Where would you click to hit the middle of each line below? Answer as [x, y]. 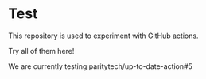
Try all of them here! [41, 51]
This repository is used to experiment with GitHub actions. [103, 36]
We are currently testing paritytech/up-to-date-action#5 [100, 66]
